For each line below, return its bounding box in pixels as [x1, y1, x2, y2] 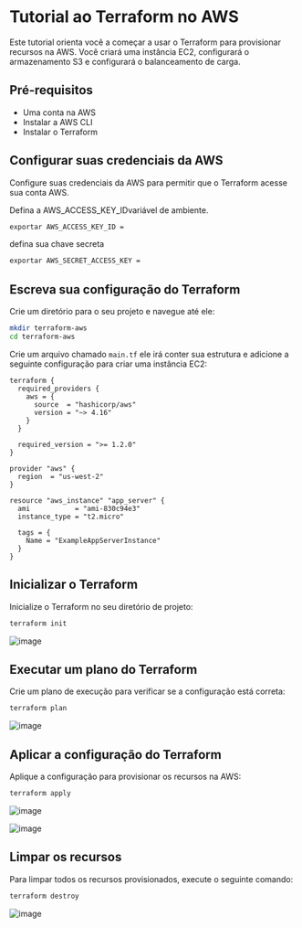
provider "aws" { [9, 464, 76, 473]
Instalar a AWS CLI [22, 116, 93, 127]
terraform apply [9, 789, 71, 798]
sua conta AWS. [9, 187, 70, 197]
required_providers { [17, 384, 100, 393]
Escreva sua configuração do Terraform [9, 282, 241, 297]
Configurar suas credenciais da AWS [9, 153, 224, 168]
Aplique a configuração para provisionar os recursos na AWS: [9, 771, 242, 783]
